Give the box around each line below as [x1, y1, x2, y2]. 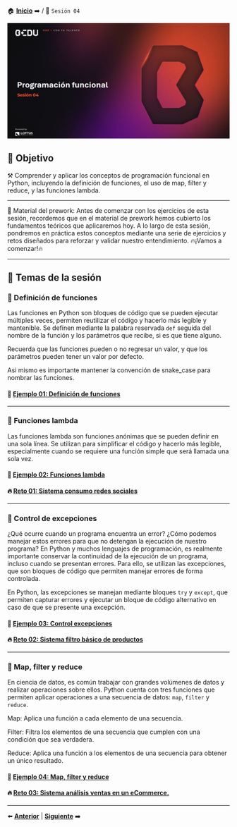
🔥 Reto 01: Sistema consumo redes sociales [7, 486, 138, 496]
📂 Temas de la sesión [7, 271, 102, 284]
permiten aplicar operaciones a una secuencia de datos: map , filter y [7, 693, 210, 702]
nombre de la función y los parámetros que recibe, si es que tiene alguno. [7, 331, 222, 340]
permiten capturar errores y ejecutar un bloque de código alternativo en [7, 595, 217, 604]
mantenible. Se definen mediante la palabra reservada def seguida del [7, 324, 212, 332]
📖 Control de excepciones [7, 513, 97, 523]
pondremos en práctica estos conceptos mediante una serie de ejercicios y [7, 228, 226, 237]
